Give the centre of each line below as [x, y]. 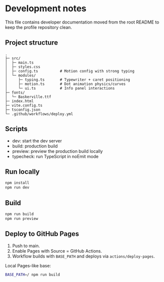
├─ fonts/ [15, 93]
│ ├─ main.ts [20, 62]
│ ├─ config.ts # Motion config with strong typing [70, 71]
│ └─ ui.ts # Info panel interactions [60, 88]
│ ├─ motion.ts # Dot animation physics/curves [65, 84]
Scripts [16, 129]
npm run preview [22, 218]
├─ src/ [13, 58]
